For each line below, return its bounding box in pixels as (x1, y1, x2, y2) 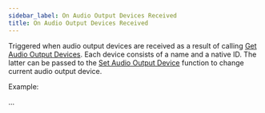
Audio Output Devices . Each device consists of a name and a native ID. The (8, 49, 257, 59)
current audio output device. (8, 66, 102, 76)
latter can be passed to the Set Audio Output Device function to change (8, 57, 244, 68)
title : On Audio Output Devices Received (8, 19, 149, 27)
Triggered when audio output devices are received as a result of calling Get (8, 41, 258, 50)
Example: (8, 81, 39, 92)
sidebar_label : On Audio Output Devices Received (8, 11, 178, 20)
